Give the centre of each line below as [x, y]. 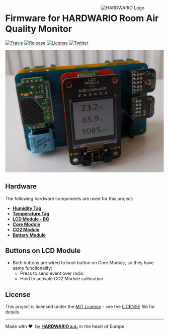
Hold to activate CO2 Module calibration [62, 279]
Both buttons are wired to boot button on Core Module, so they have [83, 263]
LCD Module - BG [31, 219]
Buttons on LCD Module [43, 250]
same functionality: [32, 268]
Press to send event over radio [52, 273]
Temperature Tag [31, 213]
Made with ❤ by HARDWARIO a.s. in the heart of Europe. [65, 326]
